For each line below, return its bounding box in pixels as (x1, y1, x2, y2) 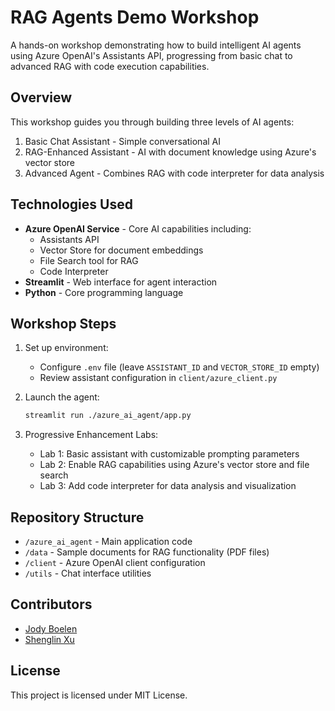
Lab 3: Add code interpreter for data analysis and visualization (39, 480, 297, 492)
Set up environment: (24, 342, 109, 354)
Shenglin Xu (24, 633, 75, 645)
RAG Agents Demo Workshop (10, 6, 260, 29)
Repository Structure (10, 509, 145, 526)
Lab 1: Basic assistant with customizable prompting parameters (39, 448, 300, 460)
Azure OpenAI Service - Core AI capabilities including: (24, 222, 252, 235)
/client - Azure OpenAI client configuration (24, 557, 206, 569)
